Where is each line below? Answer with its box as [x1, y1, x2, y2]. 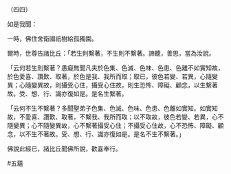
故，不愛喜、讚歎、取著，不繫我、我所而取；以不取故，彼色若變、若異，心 [7, 113, 218, 121]
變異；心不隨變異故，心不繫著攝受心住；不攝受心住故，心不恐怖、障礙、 [12, 122, 218, 129]
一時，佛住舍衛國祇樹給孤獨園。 [7, 34, 98, 43]
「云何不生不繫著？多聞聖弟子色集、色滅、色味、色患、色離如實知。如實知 [7, 105, 218, 112]
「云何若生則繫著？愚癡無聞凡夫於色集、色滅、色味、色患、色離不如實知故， [7, 64, 224, 72]
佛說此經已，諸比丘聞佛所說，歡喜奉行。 [7, 144, 122, 153]
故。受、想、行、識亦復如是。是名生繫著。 [7, 89, 128, 98]
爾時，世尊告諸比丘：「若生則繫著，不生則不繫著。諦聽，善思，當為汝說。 [7, 50, 215, 57]
